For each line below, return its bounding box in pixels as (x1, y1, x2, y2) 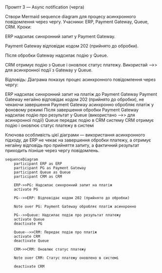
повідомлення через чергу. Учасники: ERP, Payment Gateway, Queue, (5, 19, 149, 24)
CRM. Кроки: (5, 24, 32, 30)
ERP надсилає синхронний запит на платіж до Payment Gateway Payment (5, 91, 157, 97)
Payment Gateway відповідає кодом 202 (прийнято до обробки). (5, 43, 139, 48)
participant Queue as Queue (14, 170, 71, 175)
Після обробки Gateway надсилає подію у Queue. (5, 52, 108, 58)
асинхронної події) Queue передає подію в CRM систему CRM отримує (5, 117, 154, 123)
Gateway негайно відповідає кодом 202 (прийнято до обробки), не (5, 96, 144, 102)
